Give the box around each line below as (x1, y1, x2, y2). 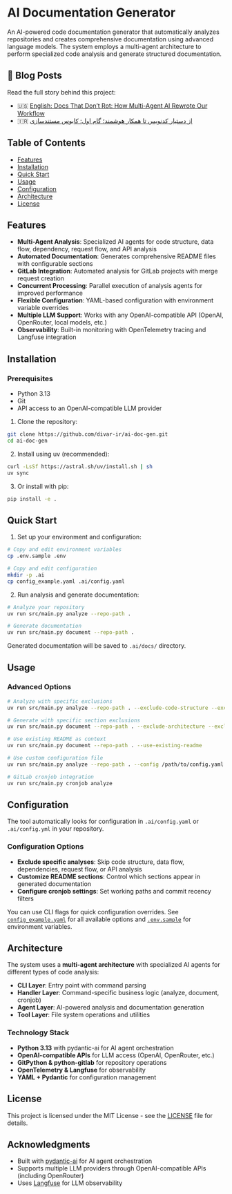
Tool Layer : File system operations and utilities (17, 1010, 151, 1019)
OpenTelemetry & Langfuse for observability (17, 1066, 146, 1074)
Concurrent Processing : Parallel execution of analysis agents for (17, 282, 203, 290)
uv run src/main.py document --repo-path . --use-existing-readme (7, 742, 202, 749)
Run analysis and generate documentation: (17, 590, 139, 599)
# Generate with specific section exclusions (7, 717, 140, 724)
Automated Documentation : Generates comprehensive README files (17, 252, 216, 260)
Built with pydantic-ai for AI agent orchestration (17, 1157, 153, 1165)
